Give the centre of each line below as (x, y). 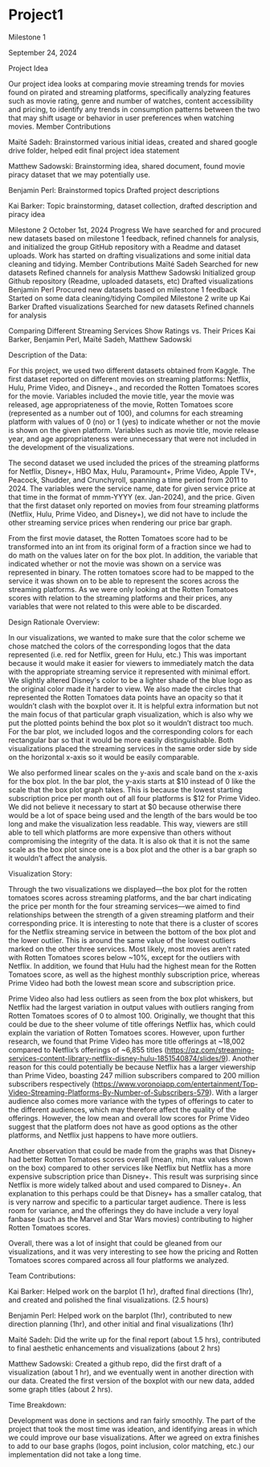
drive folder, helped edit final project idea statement (94, 150)
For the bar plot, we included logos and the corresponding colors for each (131, 731)
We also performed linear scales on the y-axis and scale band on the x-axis (133, 772)
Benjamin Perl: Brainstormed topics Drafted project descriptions (114, 190)
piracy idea (27, 214)
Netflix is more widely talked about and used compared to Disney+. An (125, 1185)
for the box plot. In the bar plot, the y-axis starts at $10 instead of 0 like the (132, 781)
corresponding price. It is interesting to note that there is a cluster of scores (133, 923)
